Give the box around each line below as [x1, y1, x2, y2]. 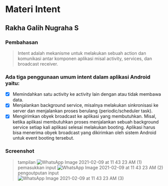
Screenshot [5, 148, 34, 155]
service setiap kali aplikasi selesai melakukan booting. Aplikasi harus [12, 125, 155, 131]
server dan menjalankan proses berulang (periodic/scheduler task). [12, 108, 153, 114]
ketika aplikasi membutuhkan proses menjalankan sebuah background [12, 119, 159, 125]
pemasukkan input [17, 164, 57, 170]
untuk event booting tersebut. [12, 135, 75, 141]
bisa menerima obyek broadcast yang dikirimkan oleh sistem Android [12, 130, 156, 136]
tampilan [17, 159, 36, 165]
